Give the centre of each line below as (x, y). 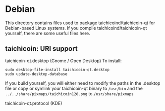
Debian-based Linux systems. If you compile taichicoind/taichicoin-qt (76, 28)
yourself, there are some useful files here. (48, 33)
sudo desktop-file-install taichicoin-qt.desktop (57, 70)
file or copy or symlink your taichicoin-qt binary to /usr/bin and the (74, 88)
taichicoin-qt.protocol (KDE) (34, 103)
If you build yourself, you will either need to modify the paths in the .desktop (83, 83)
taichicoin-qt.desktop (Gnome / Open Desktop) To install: (63, 61)
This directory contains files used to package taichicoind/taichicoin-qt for (80, 23)
